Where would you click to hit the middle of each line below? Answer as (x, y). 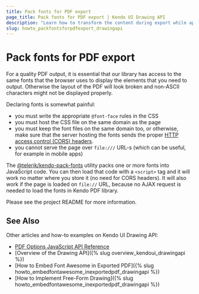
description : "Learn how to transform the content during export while (96, 23)
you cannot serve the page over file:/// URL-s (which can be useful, (100, 148)
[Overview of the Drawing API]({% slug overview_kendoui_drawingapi (100, 253)
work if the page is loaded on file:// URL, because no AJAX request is (94, 184)
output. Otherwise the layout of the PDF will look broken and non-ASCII (93, 87)
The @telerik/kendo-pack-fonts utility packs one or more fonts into (88, 165)
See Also (23, 221)
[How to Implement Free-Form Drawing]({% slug (74, 278)
